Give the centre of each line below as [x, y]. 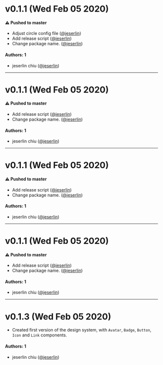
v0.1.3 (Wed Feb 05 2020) [58, 317]
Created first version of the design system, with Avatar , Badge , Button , [82, 330]
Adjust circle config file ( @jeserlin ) [47, 33]
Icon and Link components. [39, 335]
